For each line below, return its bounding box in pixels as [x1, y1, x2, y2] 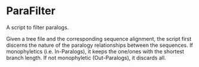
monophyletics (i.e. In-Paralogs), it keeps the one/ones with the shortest [6, 47, 184, 55]
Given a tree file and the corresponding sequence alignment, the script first [6, 35, 192, 42]
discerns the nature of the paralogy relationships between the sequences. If [6, 42, 193, 49]
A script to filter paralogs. [6, 24, 69, 31]
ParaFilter [6, 4, 56, 18]
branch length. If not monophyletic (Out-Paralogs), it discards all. [6, 54, 166, 61]
